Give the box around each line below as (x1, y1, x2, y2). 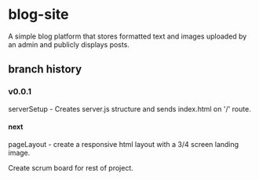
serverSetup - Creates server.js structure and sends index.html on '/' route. (8, 104, 251, 113)
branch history (8, 63, 82, 76)
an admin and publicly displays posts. (8, 39, 129, 49)
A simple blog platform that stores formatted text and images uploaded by (8, 31, 247, 41)
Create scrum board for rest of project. (8, 163, 133, 172)
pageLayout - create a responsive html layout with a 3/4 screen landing (8, 139, 239, 149)
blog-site (8, 6, 69, 24)
